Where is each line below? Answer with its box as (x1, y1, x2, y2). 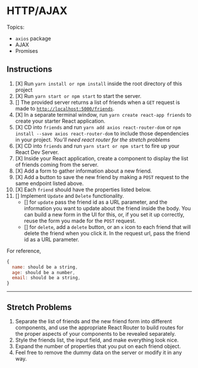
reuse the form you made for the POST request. (24, 217, 136, 224)
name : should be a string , (12, 264, 78, 270)
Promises (15, 47, 38, 54)
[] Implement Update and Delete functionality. (15, 192, 124, 199)
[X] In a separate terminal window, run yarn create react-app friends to (15, 111, 192, 118)
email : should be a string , (12, 275, 81, 281)
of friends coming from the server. (15, 161, 99, 168)
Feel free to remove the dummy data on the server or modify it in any (15, 349, 182, 356)
